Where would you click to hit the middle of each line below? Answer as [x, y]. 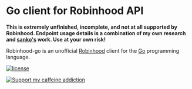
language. [18, 57]
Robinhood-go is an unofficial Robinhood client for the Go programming [93, 50]
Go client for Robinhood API [75, 11]
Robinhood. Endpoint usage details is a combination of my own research [96, 33]
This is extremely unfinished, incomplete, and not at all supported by [92, 27]
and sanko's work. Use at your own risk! [56, 39]
